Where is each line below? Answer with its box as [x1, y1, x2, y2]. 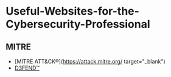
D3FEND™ [14, 64, 40, 71]
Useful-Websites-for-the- [5, 4, 139, 18]
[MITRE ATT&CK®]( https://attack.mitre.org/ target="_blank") [14, 58, 166, 65]
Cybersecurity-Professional [5, 17, 150, 31]
